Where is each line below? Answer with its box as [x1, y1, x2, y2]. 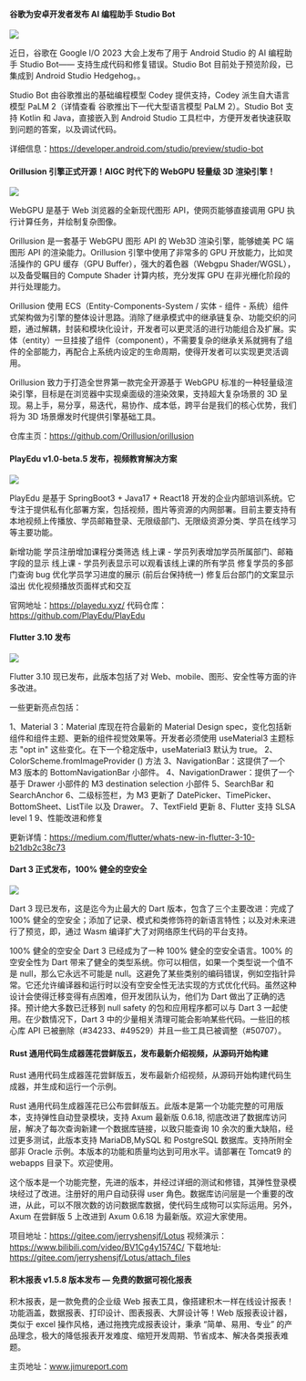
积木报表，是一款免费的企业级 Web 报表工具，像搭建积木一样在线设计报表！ [9, 1296, 294, 1307]
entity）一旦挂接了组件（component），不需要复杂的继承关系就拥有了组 [25, 335, 293, 346]
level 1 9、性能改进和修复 [9, 812, 104, 823]
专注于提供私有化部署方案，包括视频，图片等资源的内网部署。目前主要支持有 [9, 504, 297, 514]
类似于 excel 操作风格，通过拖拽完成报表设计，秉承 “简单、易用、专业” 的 [9, 1319, 285, 1330]
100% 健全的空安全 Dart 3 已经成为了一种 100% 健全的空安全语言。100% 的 [9, 945, 293, 957]
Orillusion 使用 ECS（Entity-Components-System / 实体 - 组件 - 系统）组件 [9, 301, 290, 312]
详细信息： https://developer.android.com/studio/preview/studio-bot [9, 143, 264, 154]
